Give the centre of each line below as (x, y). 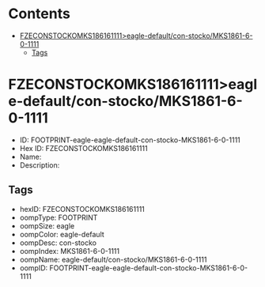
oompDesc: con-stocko (58, 243)
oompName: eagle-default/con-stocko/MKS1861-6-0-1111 (113, 259)
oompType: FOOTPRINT (59, 217)
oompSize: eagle (47, 225)
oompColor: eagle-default (62, 234)
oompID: (34, 268)
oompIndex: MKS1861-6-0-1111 (70, 251)
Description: (40, 165)
